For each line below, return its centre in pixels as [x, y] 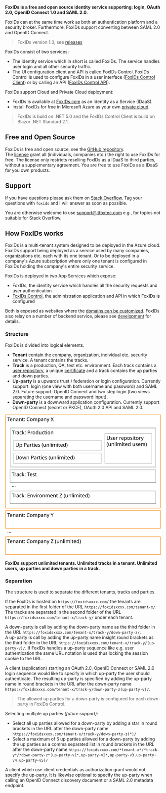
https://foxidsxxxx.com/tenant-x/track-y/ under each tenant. [69, 617]
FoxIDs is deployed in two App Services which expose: [61, 276]
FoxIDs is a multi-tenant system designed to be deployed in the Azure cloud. [83, 245]
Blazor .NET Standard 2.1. [43, 122]
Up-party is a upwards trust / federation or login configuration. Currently [86, 381]
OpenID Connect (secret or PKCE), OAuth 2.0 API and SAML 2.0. [78, 407]
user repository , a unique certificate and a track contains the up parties [85, 370]
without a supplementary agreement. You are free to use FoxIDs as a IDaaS [82, 165]
